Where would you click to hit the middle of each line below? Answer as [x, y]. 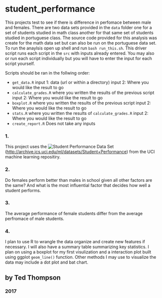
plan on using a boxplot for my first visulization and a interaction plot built [78, 252]
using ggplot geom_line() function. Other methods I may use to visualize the [81, 257]
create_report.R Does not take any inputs [54, 123]
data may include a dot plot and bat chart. [47, 262]
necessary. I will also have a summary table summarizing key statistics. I [77, 247]
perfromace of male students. [35, 219]
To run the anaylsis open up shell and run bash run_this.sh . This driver [76, 48]
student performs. [23, 190]
